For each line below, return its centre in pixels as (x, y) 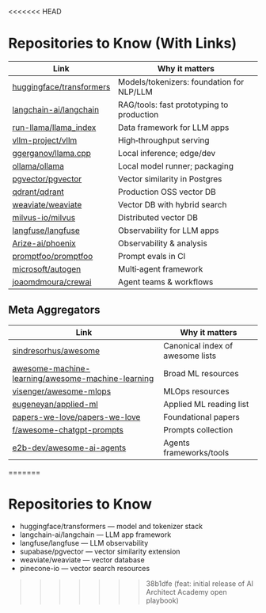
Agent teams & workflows (165, 282)
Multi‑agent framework (160, 268)
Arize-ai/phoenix (44, 243)
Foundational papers (201, 417)
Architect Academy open (186, 592)
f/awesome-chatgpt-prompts (68, 429)
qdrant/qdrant (38, 192)
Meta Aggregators (54, 310)
